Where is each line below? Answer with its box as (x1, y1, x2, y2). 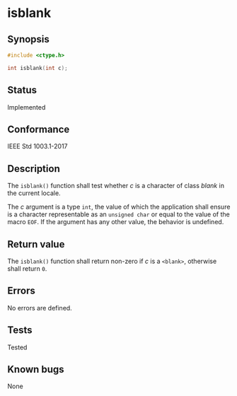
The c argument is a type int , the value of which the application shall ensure (7, 203, 231, 211)
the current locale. (7, 189, 62, 197)
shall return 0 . (7, 264, 47, 273)
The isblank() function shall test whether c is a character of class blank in (7, 182, 225, 190)
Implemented (7, 103, 46, 111)
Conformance (7, 123, 70, 135)
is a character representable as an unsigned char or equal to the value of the (7, 210, 230, 219)
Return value (7, 238, 65, 250)
